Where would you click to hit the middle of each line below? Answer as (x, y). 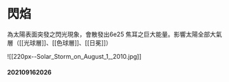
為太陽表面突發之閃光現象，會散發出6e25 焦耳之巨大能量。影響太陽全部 (109, 34)
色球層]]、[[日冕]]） (84, 42)
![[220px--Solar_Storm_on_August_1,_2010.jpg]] (74, 56)
